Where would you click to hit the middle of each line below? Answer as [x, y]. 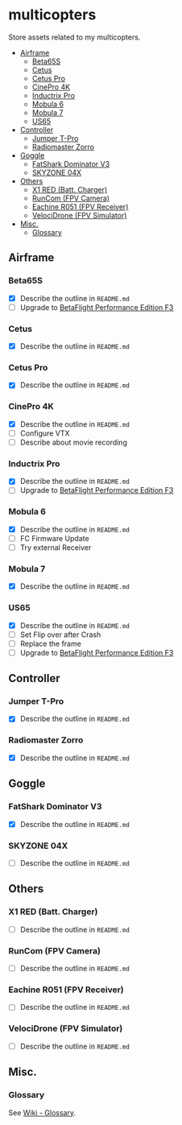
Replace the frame [51, 643]
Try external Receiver [56, 547]
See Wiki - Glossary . [42, 1112]
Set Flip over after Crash [60, 635]
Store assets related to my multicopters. [74, 37]
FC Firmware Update [55, 538]
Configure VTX [45, 433]
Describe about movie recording [73, 442]
